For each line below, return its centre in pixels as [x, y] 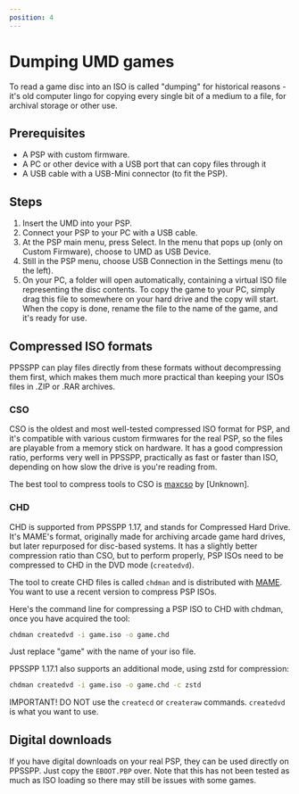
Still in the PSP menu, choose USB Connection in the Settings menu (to [153, 261]
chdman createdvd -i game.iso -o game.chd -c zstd [105, 685]
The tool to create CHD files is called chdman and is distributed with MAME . [146, 582]
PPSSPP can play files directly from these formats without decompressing [145, 368]
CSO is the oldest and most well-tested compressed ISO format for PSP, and [149, 429]
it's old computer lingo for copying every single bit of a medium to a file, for [148, 95]
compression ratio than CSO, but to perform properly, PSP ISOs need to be [146, 555]
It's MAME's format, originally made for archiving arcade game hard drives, [147, 536]
